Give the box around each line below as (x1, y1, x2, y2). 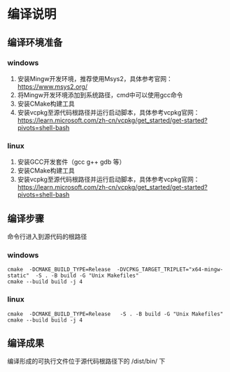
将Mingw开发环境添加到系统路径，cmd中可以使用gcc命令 (17, 90, 183, 99)
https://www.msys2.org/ (17, 82, 88, 91)
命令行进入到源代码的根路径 (7, 232, 87, 241)
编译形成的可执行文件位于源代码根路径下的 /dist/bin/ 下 (7, 357, 166, 366)
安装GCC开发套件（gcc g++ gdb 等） (17, 158, 126, 166)
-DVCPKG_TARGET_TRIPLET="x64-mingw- (116, 266, 224, 273)
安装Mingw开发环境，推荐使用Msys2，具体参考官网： (17, 74, 173, 83)
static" (7, 272, 30, 280)
